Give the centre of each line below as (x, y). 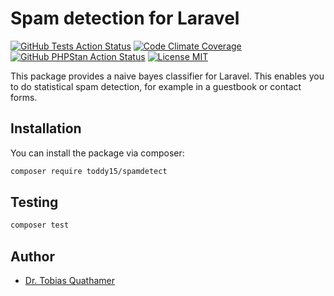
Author (32, 256)
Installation (46, 128)
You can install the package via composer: (97, 153)
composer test (40, 225)
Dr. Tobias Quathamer (70, 281)
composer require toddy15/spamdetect (89, 171)
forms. (24, 97)
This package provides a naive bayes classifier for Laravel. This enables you (167, 76)
